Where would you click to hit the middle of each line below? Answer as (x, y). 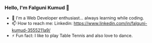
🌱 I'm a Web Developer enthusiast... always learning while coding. (78, 18)
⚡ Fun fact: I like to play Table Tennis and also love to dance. (72, 36)
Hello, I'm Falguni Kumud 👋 (37, 8)
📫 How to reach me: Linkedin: (42, 23)
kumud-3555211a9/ (31, 30)
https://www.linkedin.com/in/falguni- (110, 23)
